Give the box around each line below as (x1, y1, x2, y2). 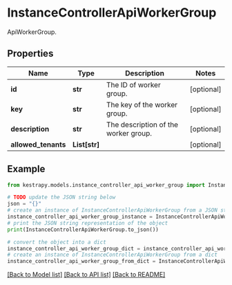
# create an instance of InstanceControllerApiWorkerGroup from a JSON (7, 207, 217, 214)
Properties (7, 48, 54, 59)
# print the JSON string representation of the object (7, 219, 168, 226)
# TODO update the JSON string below (7, 194, 116, 201)
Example (7, 163, 46, 175)
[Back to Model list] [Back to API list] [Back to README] (7, 270, 166, 279)
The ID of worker (106, 80, 161, 89)
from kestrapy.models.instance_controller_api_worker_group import (7, 181, 206, 188)
